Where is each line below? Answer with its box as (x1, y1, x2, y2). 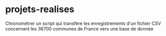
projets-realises (5, 4, 75, 15)
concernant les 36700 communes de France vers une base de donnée (5, 25, 154, 31)
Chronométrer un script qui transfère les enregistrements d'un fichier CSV (5, 20, 161, 26)
